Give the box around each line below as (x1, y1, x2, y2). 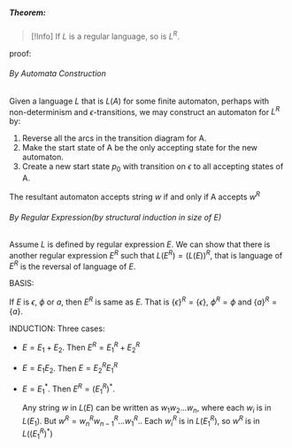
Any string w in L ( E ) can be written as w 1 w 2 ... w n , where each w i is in (21, 403, 272, 415)
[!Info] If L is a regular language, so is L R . (30, 29, 180, 42)
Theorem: (9, 7, 46, 18)
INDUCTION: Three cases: (9, 323, 105, 334)
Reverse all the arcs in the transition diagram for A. (21, 133, 207, 143)
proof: (9, 48, 32, 58)
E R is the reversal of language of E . (9, 259, 136, 272)
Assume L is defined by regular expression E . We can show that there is (9, 239, 271, 250)
